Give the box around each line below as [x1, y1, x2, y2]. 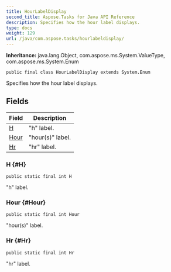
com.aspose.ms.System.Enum [6, 58, 79, 65]
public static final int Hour [6, 212, 80, 218]
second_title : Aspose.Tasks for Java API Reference [6, 14, 135, 20]
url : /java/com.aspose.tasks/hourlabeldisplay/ [6, 36, 125, 42]
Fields [6, 97, 29, 106]
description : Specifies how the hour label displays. [6, 19, 141, 25]
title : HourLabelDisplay [6, 8, 67, 15]
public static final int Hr [6, 250, 75, 256]
